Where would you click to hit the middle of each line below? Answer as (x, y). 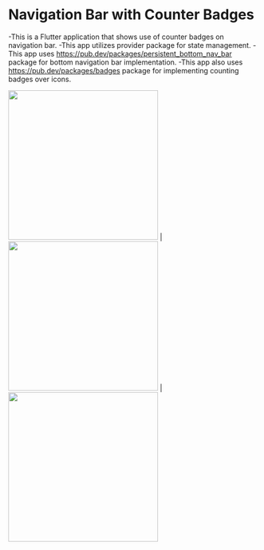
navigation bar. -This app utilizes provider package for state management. (130, 45)
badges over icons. (40, 79)
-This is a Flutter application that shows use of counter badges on (116, 37)
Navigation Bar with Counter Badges (132, 15)
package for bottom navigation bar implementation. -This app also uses (126, 62)
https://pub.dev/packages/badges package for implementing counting (124, 70)
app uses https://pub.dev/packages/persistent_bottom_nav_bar (128, 53)
